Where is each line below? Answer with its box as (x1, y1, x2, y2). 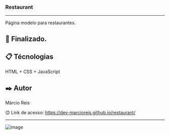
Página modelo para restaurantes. (5, 20, 76, 26)
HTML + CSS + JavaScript (5, 69, 60, 75)
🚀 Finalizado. (5, 35, 47, 43)
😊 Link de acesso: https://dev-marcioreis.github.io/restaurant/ (5, 110, 136, 116)
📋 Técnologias (5, 52, 54, 61)
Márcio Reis (5, 100, 30, 106)
